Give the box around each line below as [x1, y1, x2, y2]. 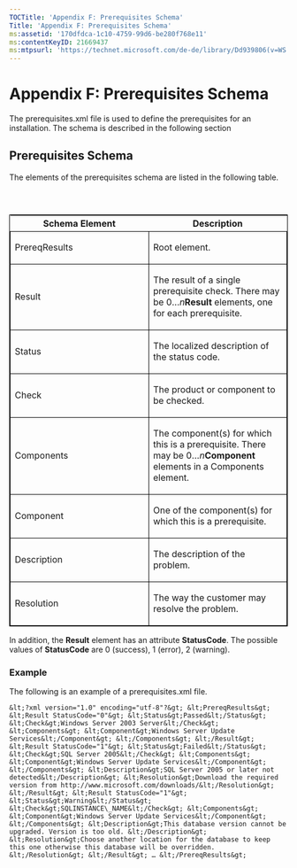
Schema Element [42, 218, 117, 230]
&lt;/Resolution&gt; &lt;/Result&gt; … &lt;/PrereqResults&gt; [9, 851, 247, 860]
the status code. [153, 351, 221, 363]
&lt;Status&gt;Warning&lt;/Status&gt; [9, 796, 152, 806]
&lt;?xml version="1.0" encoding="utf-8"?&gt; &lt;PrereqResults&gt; [9, 703, 271, 713]
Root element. [153, 241, 211, 253]
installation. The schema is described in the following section [9, 123, 232, 134]
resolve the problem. [153, 603, 239, 616]
